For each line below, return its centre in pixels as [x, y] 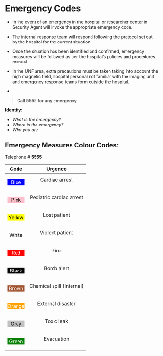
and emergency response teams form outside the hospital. [71, 82]
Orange [16, 306]
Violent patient [56, 232]
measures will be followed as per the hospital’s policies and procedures [84, 56]
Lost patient [57, 215]
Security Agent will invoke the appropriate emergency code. [72, 27]
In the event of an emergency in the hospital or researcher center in [80, 22]
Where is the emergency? [38, 125]
